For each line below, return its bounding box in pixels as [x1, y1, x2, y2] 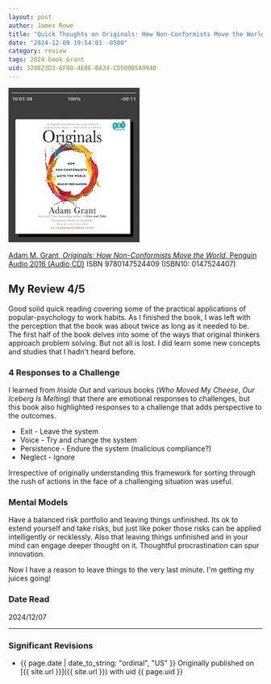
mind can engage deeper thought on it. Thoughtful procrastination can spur [8, 541, 260, 551]
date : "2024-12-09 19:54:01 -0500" [8, 39, 128, 47]
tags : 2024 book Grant [8, 56, 85, 64]
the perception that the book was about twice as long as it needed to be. [8, 321, 250, 330]
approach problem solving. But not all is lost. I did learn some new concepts [8, 338, 261, 347]
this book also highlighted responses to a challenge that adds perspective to [8, 402, 262, 412]
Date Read [8, 594, 50, 605]
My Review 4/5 [8, 283, 85, 296]
